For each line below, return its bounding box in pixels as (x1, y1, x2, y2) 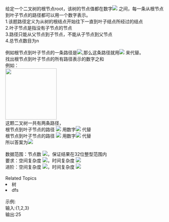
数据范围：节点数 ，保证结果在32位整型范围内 (5, 151, 108, 157)
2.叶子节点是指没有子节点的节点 (5, 25, 73, 31)
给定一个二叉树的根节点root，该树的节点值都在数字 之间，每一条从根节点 (5, 6, 164, 12)
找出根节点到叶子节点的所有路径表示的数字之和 (5, 56, 104, 62)
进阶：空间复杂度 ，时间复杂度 (5, 164, 75, 170)
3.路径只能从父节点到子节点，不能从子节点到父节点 (5, 31, 113, 37)
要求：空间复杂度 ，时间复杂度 (5, 157, 75, 164)
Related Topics (5, 175, 37, 181)
